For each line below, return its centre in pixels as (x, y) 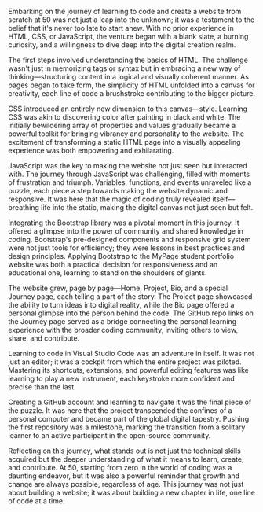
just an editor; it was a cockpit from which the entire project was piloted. (125, 362)
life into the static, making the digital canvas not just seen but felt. (147, 207)
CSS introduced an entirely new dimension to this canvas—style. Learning (128, 109)
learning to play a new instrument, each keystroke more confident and (122, 378)
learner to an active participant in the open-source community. (110, 435)
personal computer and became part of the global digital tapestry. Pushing (129, 419)
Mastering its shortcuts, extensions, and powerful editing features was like (128, 370)
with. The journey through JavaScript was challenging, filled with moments (129, 174)
